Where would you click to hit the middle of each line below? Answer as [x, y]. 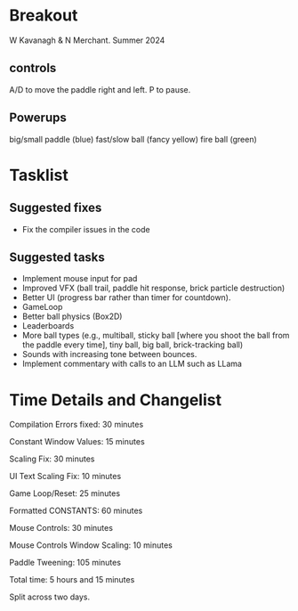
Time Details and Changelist [116, 399]
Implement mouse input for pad [80, 279]
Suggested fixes [56, 208]
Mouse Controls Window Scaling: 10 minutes [91, 545]
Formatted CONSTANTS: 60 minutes [76, 511]
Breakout [44, 16]
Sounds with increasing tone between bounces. [109, 354]
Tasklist [39, 175]
